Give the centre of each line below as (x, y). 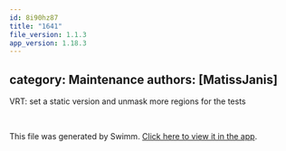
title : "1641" (36, 26)
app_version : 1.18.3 (48, 43)
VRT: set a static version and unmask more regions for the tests (128, 101)
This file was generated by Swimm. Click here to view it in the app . (133, 137)
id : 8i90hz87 (34, 18)
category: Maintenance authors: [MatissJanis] (143, 79)
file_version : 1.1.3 (48, 34)
